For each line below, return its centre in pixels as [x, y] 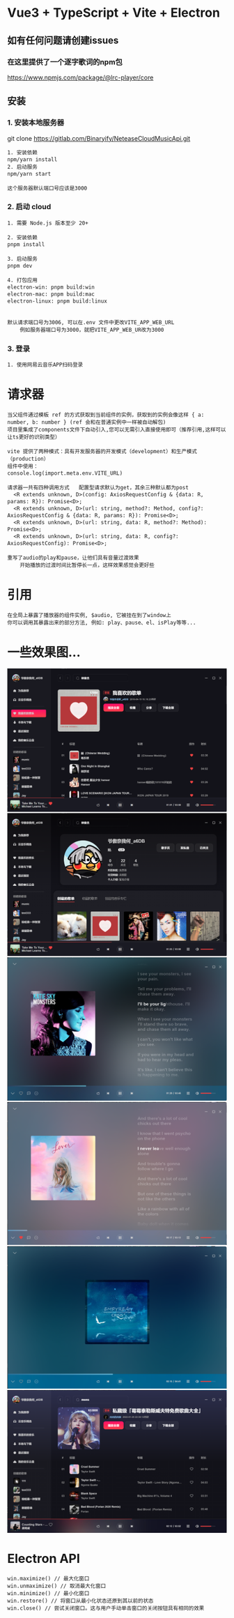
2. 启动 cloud [29, 207]
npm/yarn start [29, 174]
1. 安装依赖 [23, 152]
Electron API [44, 1559]
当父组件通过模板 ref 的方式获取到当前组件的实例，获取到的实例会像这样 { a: [106, 415]
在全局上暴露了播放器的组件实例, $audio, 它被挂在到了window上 [89, 616]
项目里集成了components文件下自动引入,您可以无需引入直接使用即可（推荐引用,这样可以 [117, 430]
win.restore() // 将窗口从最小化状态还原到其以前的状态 [80, 1601]
